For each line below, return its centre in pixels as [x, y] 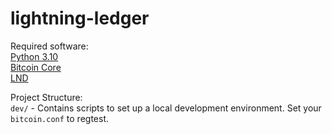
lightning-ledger [80, 18]
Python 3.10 [34, 56]
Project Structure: [46, 97]
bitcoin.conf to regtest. [60, 118]
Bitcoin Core [36, 67]
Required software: [49, 46]
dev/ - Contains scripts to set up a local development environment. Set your [166, 108]
